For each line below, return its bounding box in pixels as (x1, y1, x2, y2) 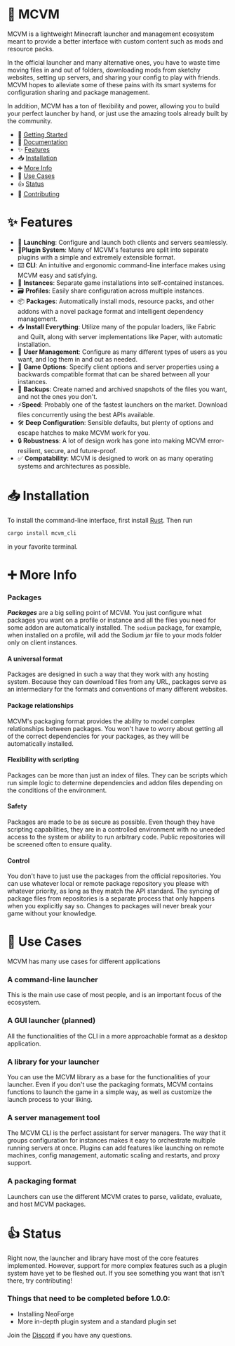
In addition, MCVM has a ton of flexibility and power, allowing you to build (7, 101, 220, 110)
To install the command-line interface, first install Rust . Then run (7, 516, 193, 524)
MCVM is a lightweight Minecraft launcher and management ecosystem (7, 30, 215, 38)
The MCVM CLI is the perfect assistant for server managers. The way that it (7, 1129, 226, 1137)
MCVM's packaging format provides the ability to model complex (7, 717, 195, 725)
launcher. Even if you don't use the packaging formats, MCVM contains (7, 1080, 214, 1089)
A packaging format (7, 1176, 77, 1186)
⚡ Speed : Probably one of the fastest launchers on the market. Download (17, 400, 228, 409)
